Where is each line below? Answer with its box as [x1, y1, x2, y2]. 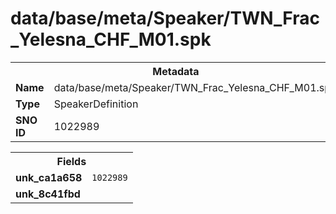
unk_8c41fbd [15, 187, 81, 201]
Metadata [152, 64, 200, 78]
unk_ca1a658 [15, 170, 83, 184]
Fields [56, 154, 87, 168]
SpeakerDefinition [53, 97, 139, 111]
